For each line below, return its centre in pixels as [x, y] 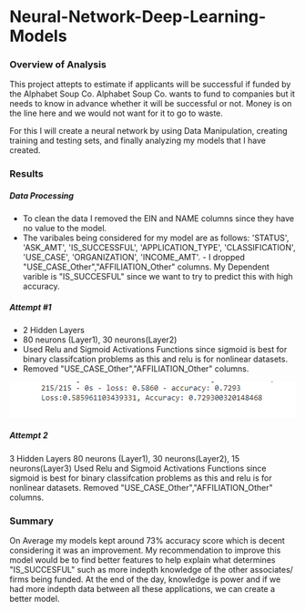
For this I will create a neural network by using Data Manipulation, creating [149, 131]
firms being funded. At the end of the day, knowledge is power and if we [145, 579]
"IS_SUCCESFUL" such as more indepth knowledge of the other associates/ [152, 569]
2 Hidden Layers [53, 331]
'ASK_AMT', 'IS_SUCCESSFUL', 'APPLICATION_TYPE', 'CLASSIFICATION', [159, 248]
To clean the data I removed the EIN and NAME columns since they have [158, 219]
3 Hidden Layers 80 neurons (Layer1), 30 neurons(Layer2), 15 [125, 458]
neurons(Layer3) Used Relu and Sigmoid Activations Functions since [138, 468]
